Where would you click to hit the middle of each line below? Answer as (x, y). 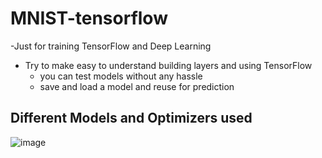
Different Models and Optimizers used (131, 118)
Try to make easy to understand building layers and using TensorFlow (168, 65)
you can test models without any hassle (121, 76)
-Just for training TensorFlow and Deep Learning (111, 46)
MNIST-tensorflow (89, 18)
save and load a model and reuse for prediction (137, 86)
